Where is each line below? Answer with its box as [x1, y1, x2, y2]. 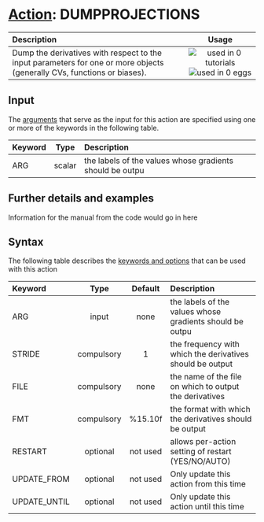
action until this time [170, 502, 245, 513]
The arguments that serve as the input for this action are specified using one [8, 114, 256, 124]
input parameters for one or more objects [12, 57, 164, 68]
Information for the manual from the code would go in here [8, 213, 198, 222]
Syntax [8, 235, 44, 249]
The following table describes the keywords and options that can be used [8, 256, 246, 265]
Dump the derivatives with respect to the [12, 47, 163, 58]
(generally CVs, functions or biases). [12, 67, 147, 78]
